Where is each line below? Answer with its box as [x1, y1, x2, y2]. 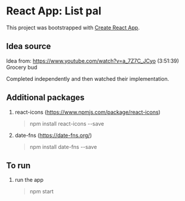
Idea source [6, 41, 51, 51]
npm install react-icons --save [29, 120, 104, 127]
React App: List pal [6, 4, 101, 18]
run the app [14, 176, 44, 184]
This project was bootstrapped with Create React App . [6, 24, 140, 31]
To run [6, 160, 31, 170]
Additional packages [6, 93, 85, 103]
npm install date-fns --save [29, 143, 97, 150]
